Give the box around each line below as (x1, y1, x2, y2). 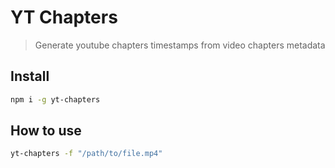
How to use (10, 122, 82, 140)
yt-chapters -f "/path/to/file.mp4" (10, 149, 163, 159)
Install (10, 68, 50, 85)
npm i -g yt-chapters (10, 94, 101, 105)
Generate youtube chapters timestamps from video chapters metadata (34, 39, 326, 51)
